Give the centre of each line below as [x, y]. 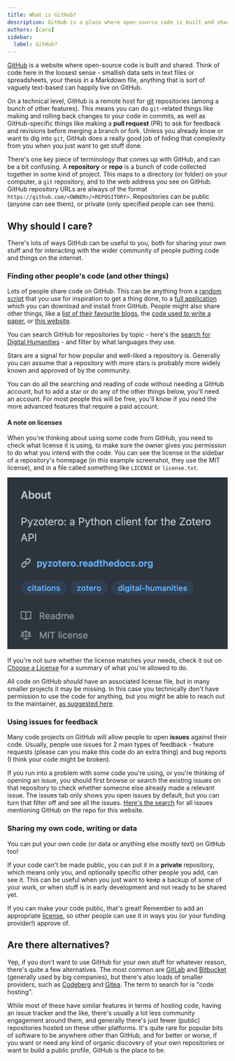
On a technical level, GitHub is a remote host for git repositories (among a [113, 101]
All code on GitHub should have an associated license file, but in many [108, 682]
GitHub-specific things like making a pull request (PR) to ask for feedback [114, 123]
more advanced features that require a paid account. [83, 406]
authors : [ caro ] [31, 29]
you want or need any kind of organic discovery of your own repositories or [116, 1042]
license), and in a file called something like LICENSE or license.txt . [103, 468]
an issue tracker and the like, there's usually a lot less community [101, 1013]
